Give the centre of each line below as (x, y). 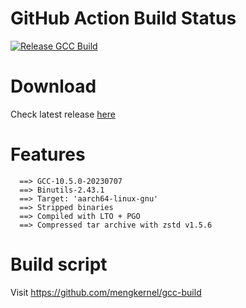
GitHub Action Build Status (123, 18)
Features (48, 154)
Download (53, 86)
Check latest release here (63, 114)
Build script (59, 264)
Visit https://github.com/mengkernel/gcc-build (106, 292)
